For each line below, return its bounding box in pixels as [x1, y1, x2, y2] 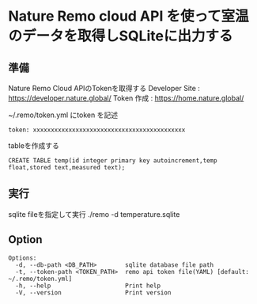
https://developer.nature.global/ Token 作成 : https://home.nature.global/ [8, 93, 244, 103]
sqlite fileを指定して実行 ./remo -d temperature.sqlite [8, 209, 180, 218]
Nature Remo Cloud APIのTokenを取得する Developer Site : [8, 84, 200, 93]
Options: [8, 254, 37, 262]
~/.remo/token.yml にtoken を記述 [8, 110, 119, 120]
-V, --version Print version [15, 288, 172, 297]
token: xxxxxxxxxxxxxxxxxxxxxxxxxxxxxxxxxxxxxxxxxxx [8, 126, 186, 134]
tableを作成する [8, 141, 59, 150]
